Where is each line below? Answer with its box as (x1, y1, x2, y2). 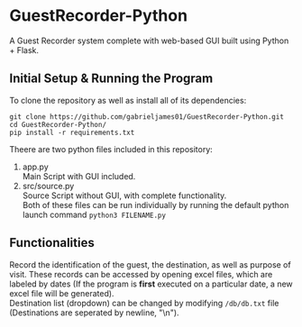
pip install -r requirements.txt (9, 128, 135, 137)
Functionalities (9, 235, 95, 250)
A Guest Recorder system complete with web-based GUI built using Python (9, 35, 289, 46)
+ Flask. (9, 44, 39, 55)
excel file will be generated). (9, 287, 114, 298)
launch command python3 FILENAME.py (22, 209, 167, 220)
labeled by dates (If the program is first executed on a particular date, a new (9, 278, 293, 289)
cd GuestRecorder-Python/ (9, 120, 106, 129)
